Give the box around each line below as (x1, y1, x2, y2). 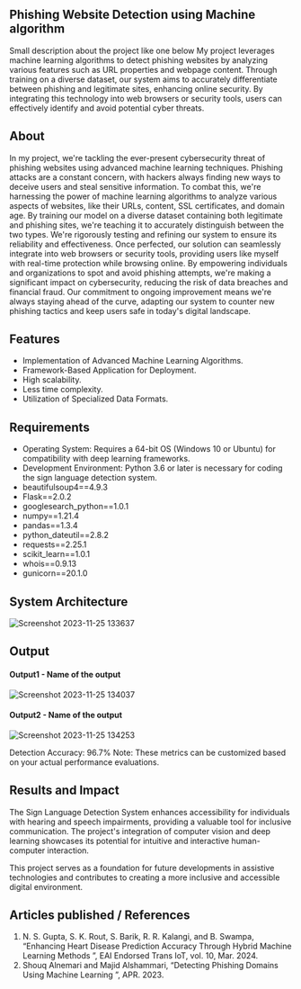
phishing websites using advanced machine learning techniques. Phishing (9, 162, 283, 173)
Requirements (9, 419, 90, 435)
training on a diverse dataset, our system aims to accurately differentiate (9, 74, 279, 85)
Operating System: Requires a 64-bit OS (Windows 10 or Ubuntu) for (22, 444, 277, 454)
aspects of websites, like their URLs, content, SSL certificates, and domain (9, 200, 285, 211)
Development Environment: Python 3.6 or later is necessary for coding (22, 463, 283, 473)
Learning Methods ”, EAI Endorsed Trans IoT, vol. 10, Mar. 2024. (22, 950, 259, 961)
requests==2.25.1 (22, 539, 87, 550)
